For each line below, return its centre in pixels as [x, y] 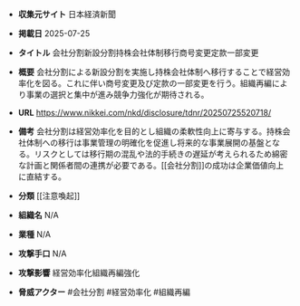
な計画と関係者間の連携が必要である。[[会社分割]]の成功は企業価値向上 [151, 165]
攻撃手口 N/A [42, 253]
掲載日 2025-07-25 [54, 33]
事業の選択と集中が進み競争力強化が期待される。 [117, 95]
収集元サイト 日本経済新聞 [67, 14]
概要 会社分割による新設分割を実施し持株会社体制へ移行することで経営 [150, 72]
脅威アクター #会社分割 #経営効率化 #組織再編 [104, 292]
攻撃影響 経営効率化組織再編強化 [79, 273]
